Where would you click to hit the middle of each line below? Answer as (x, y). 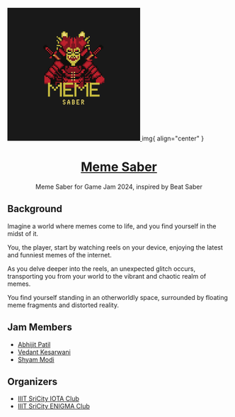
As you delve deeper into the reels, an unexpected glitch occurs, (102, 268)
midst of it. (23, 233)
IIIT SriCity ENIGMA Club (53, 406)
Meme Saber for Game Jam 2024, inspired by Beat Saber (119, 187)
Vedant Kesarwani (44, 352)
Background (35, 209)
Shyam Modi (36, 360)
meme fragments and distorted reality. (63, 305)
